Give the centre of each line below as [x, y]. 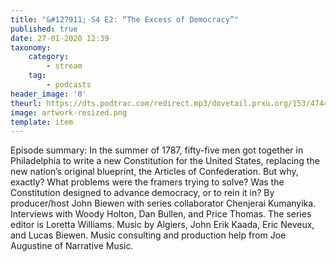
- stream [64, 66]
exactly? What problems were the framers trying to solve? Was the [147, 182]
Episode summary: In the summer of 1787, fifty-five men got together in [157, 150]
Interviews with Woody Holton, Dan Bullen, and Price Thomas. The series [161, 214]
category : [49, 57]
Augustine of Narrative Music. [72, 246]
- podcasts [69, 85]
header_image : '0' [48, 94]
